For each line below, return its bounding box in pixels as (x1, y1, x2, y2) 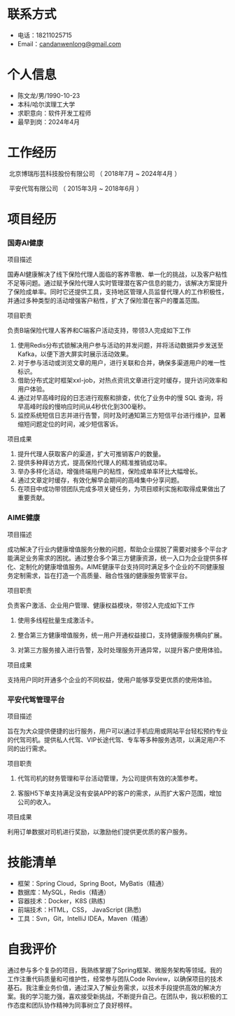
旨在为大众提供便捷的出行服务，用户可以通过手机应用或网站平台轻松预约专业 (7, 727, 228, 735)
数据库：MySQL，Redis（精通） (17, 888, 111, 896)
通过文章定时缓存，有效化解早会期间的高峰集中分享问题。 (17, 476, 183, 484)
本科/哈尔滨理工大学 (17, 99, 76, 109)
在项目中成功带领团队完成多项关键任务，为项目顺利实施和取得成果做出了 (17, 485, 226, 493)
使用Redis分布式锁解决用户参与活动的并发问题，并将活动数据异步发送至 (17, 341, 224, 350)
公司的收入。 (17, 797, 55, 806)
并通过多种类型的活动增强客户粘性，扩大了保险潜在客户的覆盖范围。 (7, 296, 204, 305)
